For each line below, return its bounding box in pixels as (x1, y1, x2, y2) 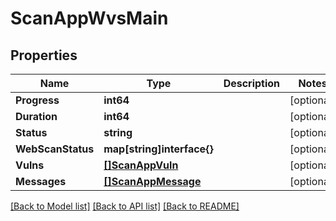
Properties (10, 47, 78, 64)
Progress (15, 93, 60, 107)
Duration (15, 110, 58, 123)
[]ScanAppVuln (103, 158, 179, 172)
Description (223, 77, 281, 90)
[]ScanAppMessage (103, 175, 202, 188)
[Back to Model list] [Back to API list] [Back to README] (10, 200, 240, 212)
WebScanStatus (15, 142, 95, 156)
